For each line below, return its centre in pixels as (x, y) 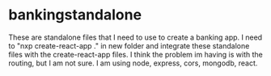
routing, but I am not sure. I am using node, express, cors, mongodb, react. (133, 63)
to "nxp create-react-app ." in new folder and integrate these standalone (129, 45)
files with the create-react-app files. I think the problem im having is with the (135, 54)
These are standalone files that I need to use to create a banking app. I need (135, 37)
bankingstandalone (75, 15)
